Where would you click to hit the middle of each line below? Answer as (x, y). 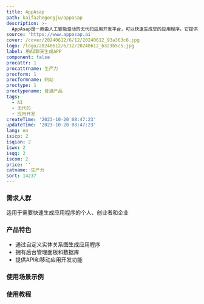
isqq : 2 (16, 153)
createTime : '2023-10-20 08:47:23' (51, 119)
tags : (13, 97)
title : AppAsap (25, 12)
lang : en (17, 131)
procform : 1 (21, 74)
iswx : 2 (16, 147)
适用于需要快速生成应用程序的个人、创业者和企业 (67, 213)
